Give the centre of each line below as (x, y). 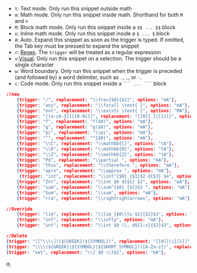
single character (34, 65)
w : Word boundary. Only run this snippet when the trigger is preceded (98, 71)
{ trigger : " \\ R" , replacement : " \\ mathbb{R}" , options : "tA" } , (96, 149)
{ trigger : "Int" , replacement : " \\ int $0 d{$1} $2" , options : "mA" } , (103, 182)
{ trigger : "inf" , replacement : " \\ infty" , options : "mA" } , (90, 220)
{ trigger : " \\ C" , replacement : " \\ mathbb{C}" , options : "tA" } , (96, 144)
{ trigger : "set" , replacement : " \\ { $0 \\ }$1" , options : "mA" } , (86, 252)
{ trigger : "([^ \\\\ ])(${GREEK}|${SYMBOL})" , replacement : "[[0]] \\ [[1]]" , (99, 241)
